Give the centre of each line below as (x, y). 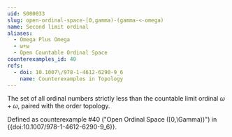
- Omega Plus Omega (42, 40)
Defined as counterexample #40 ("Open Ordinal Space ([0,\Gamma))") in (112, 120)
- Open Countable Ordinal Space (61, 53)
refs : (15, 66)
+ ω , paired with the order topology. (59, 106)
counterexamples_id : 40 (42, 59)
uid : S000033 (26, 14)
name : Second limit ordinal (48, 27)
